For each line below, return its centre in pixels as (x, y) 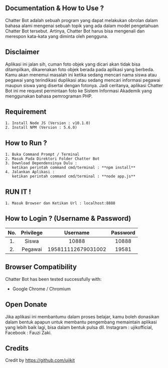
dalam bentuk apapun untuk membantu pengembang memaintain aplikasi (81, 322)
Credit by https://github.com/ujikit (40, 360)
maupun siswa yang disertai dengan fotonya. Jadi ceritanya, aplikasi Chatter (84, 85)
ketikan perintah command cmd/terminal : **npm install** (74, 168)
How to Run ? (26, 143)
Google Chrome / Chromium (42, 289)
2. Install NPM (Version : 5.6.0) (41, 128)
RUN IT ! (18, 192)
